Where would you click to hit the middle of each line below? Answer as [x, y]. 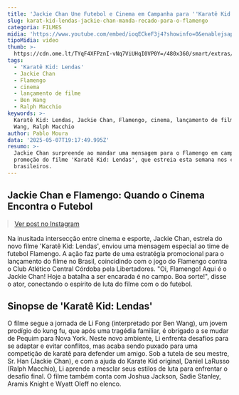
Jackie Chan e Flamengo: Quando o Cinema [106, 196]
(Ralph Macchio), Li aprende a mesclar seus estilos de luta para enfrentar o [117, 369]
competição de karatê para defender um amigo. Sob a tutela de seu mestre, [118, 354]
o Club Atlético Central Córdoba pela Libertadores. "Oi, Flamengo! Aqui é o [117, 269]
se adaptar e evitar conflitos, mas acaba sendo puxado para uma [102, 346]
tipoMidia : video [33, 41]
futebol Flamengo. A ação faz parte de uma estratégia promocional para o [116, 253]
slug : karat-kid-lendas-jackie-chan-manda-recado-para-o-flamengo [108, 21]
